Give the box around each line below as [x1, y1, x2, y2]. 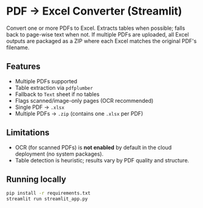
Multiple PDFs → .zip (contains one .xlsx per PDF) [15, 109, 144, 117]
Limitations [6, 128, 50, 138]
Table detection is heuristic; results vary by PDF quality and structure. [15, 156, 190, 164]
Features [6, 61, 41, 72]
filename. [6, 44, 30, 51]
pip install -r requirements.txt [6, 190, 91, 196]
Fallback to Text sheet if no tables [15, 90, 100, 98]
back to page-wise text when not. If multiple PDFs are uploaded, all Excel [6, 30, 189, 38]
